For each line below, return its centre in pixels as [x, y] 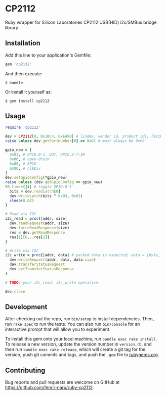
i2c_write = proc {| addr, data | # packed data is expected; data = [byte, [83, 255]
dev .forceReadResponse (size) [40, 228]
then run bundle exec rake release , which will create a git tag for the [75, 349]
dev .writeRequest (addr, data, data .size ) [53, 260]
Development [26, 307]
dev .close [15, 292]
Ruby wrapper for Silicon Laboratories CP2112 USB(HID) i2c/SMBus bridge [81, 22]
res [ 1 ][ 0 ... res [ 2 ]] [30, 237]
